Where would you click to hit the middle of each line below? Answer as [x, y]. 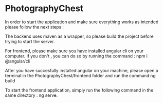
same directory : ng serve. [31, 95]
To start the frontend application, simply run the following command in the [79, 90]
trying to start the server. [30, 41]
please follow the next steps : [35, 27]
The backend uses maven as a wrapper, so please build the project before [80, 36]
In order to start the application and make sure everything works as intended [82, 22]
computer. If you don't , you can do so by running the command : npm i [76, 56]
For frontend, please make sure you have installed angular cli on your [74, 51]
